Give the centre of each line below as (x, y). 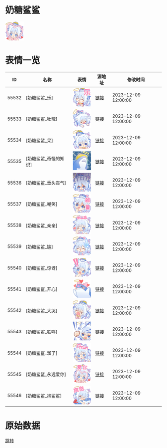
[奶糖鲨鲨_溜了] (42, 353)
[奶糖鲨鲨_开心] (42, 289)
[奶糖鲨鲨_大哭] (42, 310)
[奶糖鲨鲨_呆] (39, 140)
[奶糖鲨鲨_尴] (39, 246)
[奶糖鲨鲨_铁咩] (42, 332)
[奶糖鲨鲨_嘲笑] (42, 204)
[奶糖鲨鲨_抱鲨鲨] (44, 396)
